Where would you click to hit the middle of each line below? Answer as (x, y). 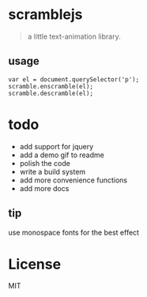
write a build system (53, 171)
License (35, 264)
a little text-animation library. (74, 36)
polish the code (45, 163)
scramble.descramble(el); (51, 93)
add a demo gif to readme (62, 155)
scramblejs (45, 15)
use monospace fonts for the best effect (74, 232)
